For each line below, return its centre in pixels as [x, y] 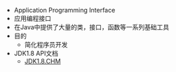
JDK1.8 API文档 [36, 53]
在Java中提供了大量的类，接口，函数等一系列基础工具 [92, 27]
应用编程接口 [32, 18]
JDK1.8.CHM [42, 61]
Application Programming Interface [65, 10]
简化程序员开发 [46, 44]
